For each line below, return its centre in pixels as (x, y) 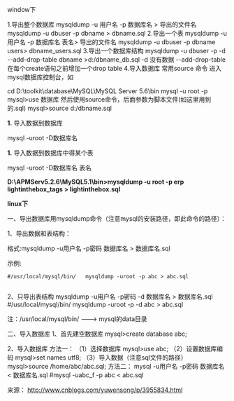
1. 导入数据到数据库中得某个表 (50, 153)
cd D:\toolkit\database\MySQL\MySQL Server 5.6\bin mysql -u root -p (108, 91)
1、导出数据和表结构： (39, 233)
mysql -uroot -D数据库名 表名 (50, 168)
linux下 (18, 204)
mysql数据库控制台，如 (41, 77)
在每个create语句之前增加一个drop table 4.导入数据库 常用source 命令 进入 (115, 68)
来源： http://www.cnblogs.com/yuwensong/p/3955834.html (95, 390)
